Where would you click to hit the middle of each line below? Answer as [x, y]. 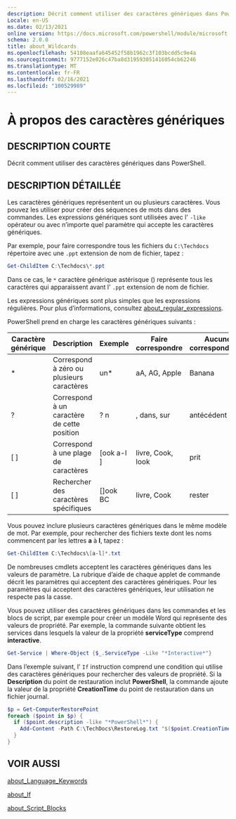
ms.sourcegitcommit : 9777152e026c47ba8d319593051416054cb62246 [102, 60]
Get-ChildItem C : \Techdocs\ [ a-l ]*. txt [64, 553]
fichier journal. [28, 696]
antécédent [208, 415]
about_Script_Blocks [37, 808]
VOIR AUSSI [34, 764]
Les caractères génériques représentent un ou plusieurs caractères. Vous [114, 202]
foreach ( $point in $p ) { [45, 716]
